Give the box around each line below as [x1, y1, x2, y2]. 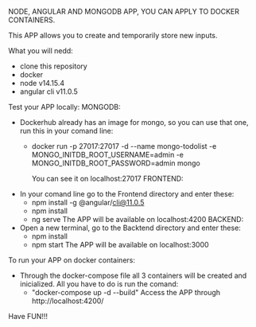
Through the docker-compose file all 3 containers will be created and [19, 271, 247, 280]
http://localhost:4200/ [31, 296, 104, 306]
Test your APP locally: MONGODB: [8, 103, 121, 111]
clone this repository [19, 61, 87, 71]
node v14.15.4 [19, 79, 65, 88]
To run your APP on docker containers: [8, 255, 135, 265]
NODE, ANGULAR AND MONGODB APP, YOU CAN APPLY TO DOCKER [8, 7, 240, 16]
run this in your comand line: [19, 127, 114, 135]
